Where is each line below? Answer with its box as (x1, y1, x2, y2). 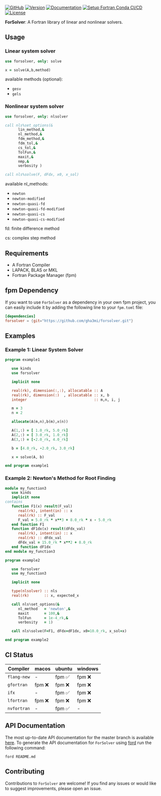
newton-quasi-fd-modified (12, 207, 64, 212)
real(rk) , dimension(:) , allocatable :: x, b (11, 392, 110, 398)
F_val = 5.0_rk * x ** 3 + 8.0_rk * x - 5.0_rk (17, 517, 112, 522)
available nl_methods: (5, 181, 48, 187)
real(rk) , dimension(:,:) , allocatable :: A (11, 388, 103, 393)
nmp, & (17, 159, 29, 164)
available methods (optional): (5, 76, 63, 82)
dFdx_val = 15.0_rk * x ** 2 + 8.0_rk (17, 540, 92, 545)
